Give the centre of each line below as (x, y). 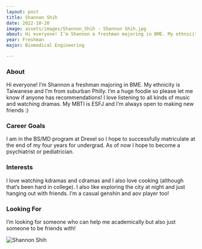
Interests (20, 167)
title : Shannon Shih (32, 17)
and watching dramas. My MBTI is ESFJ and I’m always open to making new (100, 104)
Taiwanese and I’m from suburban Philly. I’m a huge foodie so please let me (100, 91)
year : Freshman (25, 40)
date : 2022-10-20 (28, 23)
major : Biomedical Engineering (45, 46)
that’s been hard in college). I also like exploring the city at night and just (96, 186)
